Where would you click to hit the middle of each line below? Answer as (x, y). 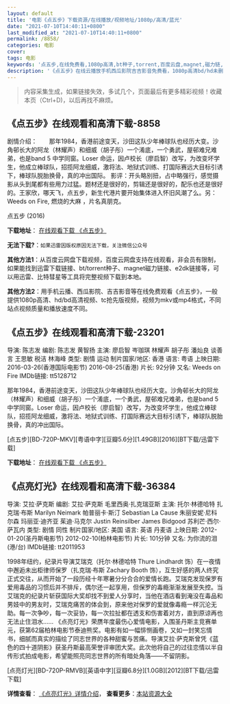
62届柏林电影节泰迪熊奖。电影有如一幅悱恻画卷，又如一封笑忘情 (122, 630)
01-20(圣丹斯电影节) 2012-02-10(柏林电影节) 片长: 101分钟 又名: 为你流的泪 (112, 538)
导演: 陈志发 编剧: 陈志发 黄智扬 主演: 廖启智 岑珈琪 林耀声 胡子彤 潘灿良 (108, 350)
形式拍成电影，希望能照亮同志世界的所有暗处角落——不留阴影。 (103, 655)
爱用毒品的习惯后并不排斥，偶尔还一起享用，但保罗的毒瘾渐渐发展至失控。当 (115, 587)
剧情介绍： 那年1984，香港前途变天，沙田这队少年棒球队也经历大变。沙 (113, 141)
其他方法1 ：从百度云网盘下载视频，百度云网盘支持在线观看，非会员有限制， (114, 260)
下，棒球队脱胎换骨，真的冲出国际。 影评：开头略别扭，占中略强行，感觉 (110, 176)
